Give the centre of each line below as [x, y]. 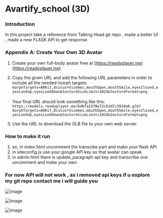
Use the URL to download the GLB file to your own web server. [75, 124]
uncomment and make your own [44, 162]
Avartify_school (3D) [47, 9]
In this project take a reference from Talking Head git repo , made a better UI [81, 34]
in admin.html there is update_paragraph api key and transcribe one [80, 157]
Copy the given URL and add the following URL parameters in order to [82, 77]
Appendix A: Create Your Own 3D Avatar [54, 52]
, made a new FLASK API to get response [46, 40]
